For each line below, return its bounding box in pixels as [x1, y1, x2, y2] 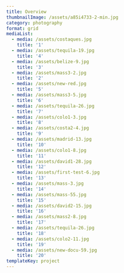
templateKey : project [6, 258, 60, 264]
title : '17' [17, 219, 46, 225]
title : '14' [17, 186, 46, 192]
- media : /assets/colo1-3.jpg [11, 114, 86, 120]
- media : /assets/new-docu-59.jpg [11, 247, 97, 253]
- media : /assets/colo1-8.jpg [11, 147, 86, 153]
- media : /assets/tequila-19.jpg [11, 48, 95, 54]
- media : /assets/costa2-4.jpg [11, 125, 89, 131]
